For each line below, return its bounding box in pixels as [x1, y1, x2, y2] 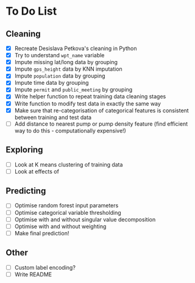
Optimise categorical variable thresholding [14, 209, 121, 216]
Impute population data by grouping [14, 72, 105, 80]
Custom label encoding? [14, 263, 76, 271]
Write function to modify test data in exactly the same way [14, 99, 161, 107]
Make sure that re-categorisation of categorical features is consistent [14, 107, 190, 114]
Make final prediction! [14, 229, 69, 237]
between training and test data [14, 113, 92, 121]
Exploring [5, 145, 43, 155]
